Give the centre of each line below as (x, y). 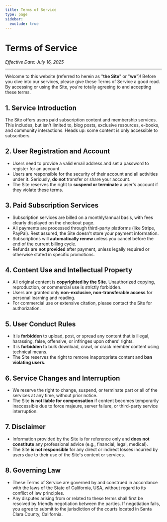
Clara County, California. (38, 514)
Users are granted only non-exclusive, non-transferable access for (82, 293)
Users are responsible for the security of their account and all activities (85, 174)
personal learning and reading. (44, 298)
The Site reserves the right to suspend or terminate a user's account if (85, 184)
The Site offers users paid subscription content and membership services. (81, 120)
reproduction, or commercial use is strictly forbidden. (67, 287)
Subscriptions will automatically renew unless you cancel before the (83, 238)
